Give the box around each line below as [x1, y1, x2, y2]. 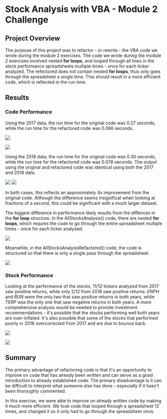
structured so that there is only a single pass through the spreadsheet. [5, 250, 150, 256]
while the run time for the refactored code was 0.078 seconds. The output [5, 159, 157, 165]
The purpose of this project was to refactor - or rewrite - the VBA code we [5, 47, 158, 53]
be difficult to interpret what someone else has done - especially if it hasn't [5, 383, 160, 389]
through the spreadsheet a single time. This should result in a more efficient [5, 74, 161, 79]
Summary [5, 354, 36, 362]
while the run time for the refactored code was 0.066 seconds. [5, 125, 134, 131]
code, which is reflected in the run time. [5, 79, 87, 85]
